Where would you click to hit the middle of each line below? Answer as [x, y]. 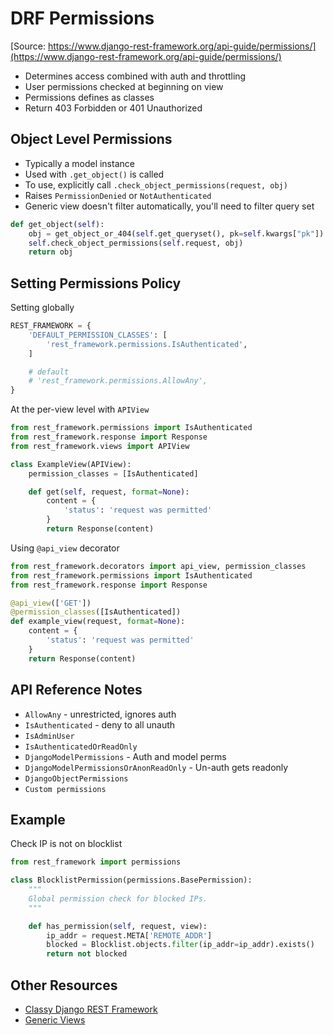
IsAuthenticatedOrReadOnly [81, 747]
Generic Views [55, 1020]
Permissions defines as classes [89, 97]
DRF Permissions [82, 18]
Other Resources [64, 985]
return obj [51, 252]
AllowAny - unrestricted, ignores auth [100, 714]
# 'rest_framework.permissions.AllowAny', [118, 381]
